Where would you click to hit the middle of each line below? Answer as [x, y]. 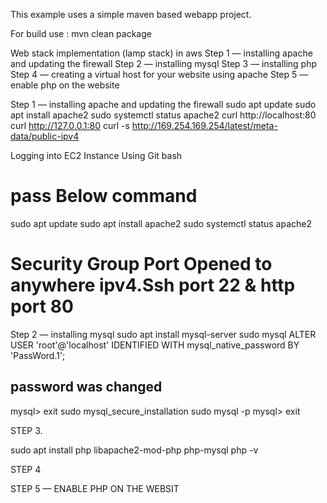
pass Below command [104, 196]
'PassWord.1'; [38, 355]
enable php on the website [65, 85]
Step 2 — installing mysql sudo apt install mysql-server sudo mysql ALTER [163, 334]
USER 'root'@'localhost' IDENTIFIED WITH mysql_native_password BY [155, 345]
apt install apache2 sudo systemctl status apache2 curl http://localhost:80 [163, 115]
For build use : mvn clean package [81, 33]
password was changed [86, 387]
